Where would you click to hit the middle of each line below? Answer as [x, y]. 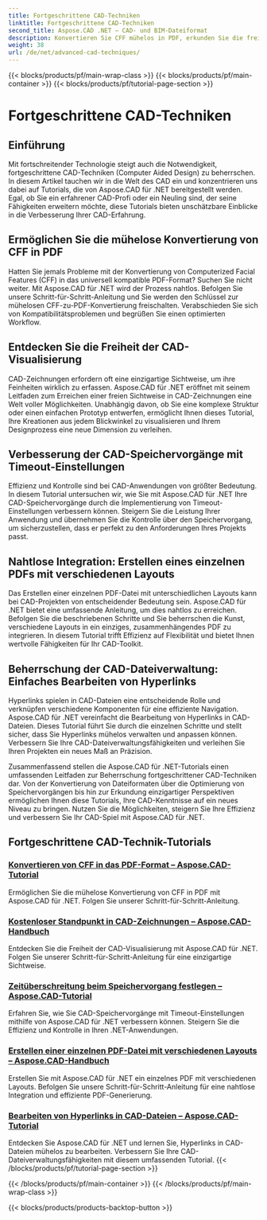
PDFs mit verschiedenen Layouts [91, 574]
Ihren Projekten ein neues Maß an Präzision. [80, 752]
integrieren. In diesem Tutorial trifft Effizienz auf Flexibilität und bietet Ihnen [131, 635]
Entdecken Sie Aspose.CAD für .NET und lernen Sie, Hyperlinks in [116, 1143]
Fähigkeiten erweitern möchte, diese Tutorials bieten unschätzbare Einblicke [133, 206]
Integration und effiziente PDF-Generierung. [80, 1095]
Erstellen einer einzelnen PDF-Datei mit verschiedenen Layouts [133, 1051]
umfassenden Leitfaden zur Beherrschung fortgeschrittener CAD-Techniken [132, 775]
